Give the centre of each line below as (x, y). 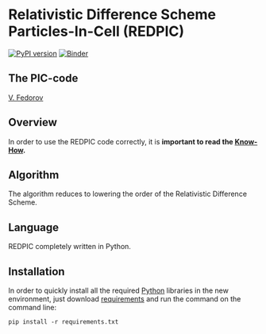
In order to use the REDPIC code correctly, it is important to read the (121, 141)
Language (34, 227)
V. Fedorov (26, 98)
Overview (33, 123)
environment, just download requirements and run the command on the (125, 299)
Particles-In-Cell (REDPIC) (96, 31)
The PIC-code (43, 78)
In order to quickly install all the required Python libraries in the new (118, 290)
